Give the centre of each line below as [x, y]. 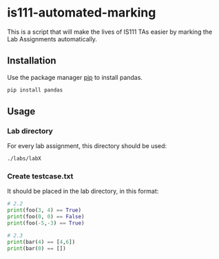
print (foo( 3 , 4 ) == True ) [44, 210]
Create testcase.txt [40, 176]
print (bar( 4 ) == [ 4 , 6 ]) [41, 242]
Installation [32, 61]
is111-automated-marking [82, 13]
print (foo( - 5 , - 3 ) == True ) [46, 223]
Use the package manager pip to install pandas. [75, 77]
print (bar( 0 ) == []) [37, 248]
